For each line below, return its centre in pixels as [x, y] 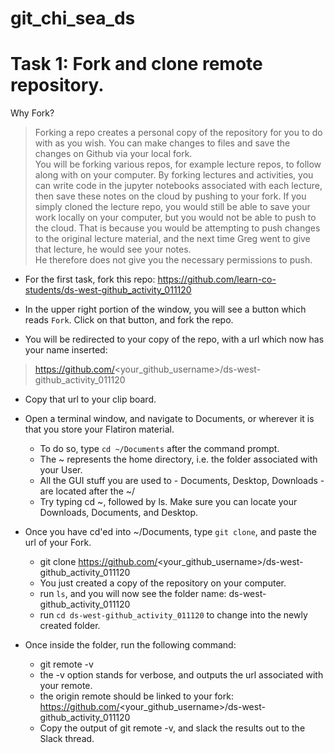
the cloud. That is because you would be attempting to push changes [177, 228]
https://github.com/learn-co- [217, 279]
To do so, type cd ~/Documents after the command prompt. [159, 449]
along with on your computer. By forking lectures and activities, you [174, 175]
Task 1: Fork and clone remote [136, 64]
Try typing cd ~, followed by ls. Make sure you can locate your [168, 502]
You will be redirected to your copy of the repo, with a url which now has [174, 339]
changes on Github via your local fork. [113, 154]
